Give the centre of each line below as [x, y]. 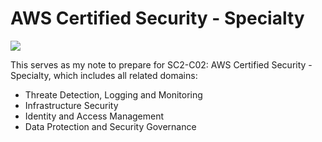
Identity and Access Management [94, 116]
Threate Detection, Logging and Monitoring [113, 94]
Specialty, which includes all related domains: [104, 75]
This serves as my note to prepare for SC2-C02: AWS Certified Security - [161, 64]
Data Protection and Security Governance [110, 126]
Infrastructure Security [71, 105]
